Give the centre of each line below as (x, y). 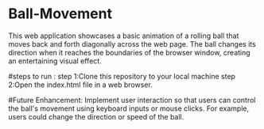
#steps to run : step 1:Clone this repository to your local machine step (122, 76)
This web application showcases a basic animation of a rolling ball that (124, 36)
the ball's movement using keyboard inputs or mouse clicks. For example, (128, 108)
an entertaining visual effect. (55, 61)
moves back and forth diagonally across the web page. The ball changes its (132, 44)
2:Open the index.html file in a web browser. (80, 85)
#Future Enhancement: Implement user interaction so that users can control (132, 100)
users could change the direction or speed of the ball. (96, 116)
